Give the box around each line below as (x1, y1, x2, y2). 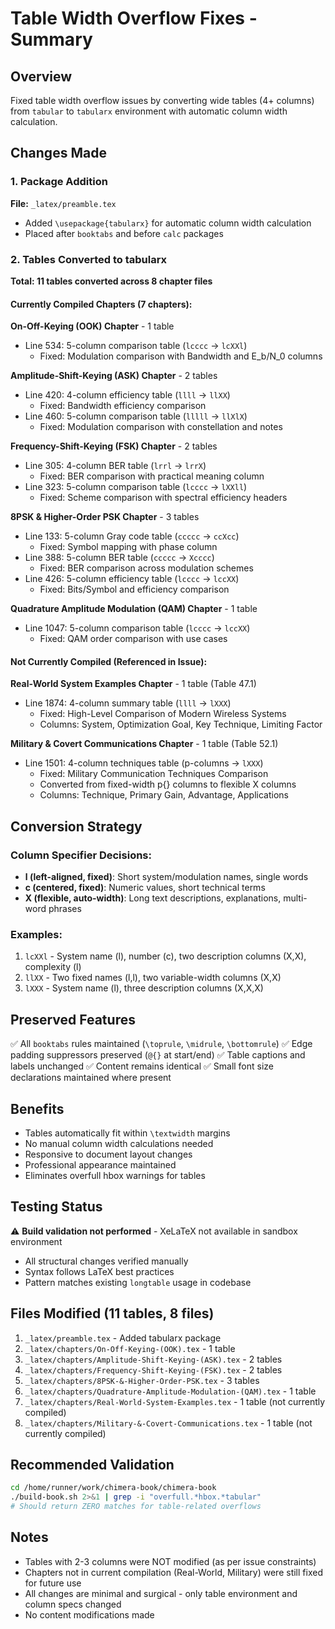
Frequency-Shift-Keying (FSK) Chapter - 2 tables (10, 440, 218, 452)
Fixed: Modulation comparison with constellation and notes (39, 421, 283, 433)
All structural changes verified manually (24, 1255, 189, 1267)
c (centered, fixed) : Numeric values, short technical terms (24, 882, 266, 894)
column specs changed (24, 1598, 122, 1610)
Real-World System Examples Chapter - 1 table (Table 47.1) (10, 678, 257, 690)
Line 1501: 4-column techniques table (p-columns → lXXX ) (24, 757, 264, 769)
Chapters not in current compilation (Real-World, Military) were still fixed (24, 1566, 323, 1578)
